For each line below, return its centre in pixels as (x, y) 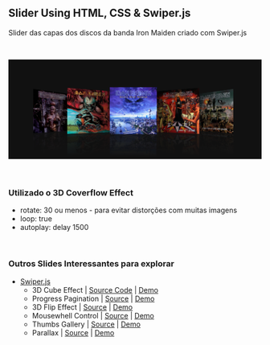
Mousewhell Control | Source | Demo (93, 315)
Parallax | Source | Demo (73, 332)
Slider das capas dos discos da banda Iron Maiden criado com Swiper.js (128, 32)
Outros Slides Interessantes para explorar (91, 264)
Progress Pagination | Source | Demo (93, 298)
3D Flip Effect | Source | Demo (82, 307)
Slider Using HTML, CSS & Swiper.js (100, 13)
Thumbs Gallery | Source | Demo (86, 324)
